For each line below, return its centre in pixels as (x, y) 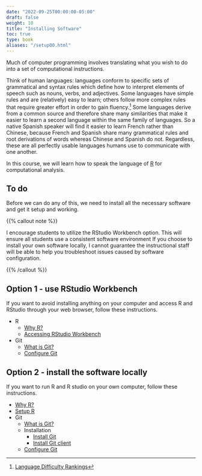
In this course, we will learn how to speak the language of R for (84, 163)
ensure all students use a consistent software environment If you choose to (99, 239)
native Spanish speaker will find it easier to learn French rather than (90, 126)
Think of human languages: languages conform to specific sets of (88, 80)
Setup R (25, 411)
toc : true (19, 34)
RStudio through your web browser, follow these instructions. (82, 310)
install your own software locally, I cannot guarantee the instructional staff (98, 246)
